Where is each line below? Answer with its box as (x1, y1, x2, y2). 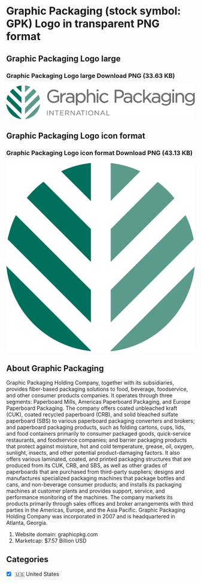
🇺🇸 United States (14, 570, 60, 578)
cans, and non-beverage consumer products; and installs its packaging (6, 481, 182, 488)
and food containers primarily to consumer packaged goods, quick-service (6, 430, 191, 437)
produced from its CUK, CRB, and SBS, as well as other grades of (6, 462, 167, 469)
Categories (6, 554, 49, 564)
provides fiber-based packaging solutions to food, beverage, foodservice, (6, 385, 188, 393)
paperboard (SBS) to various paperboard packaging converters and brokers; (6, 418, 195, 425)
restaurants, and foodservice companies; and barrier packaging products (6, 436, 187, 444)
